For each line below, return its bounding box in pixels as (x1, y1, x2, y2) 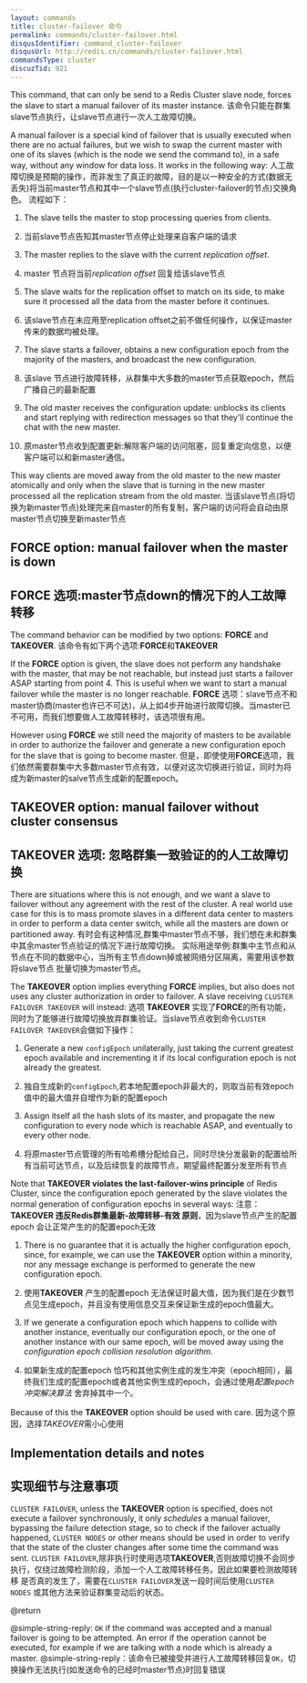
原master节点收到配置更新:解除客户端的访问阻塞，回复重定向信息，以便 (23, 440, 292, 451)
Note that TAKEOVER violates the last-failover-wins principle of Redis (10, 1178, 278, 1189)
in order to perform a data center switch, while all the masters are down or (10, 918, 290, 929)
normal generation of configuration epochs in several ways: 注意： (10, 1198, 261, 1209)
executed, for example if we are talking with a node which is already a (10, 1642, 272, 1653)
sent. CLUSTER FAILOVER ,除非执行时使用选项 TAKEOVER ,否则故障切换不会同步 (10, 1553, 296, 1564)
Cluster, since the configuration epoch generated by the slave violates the (10, 1188, 288, 1198)
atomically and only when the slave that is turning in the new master (10, 479, 266, 490)
